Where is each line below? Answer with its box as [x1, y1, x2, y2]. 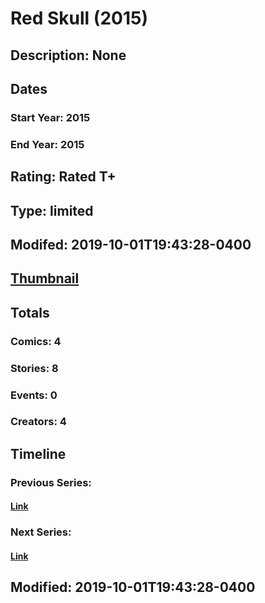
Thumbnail [10, 270, 80, 287]
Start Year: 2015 [10, 110, 91, 124]
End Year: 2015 [10, 137, 85, 151]
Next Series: [10, 525, 72, 539]
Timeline [10, 445, 67, 462]
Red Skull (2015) [10, 7, 148, 30]
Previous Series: [10, 475, 92, 489]
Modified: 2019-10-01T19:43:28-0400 [10, 579, 256, 596]
